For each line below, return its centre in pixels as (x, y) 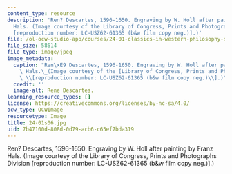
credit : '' (29, 84)
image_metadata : (30, 59)
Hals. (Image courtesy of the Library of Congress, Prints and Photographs (112, 156)
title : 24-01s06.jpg (37, 123)
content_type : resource (41, 13)
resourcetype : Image (37, 116)
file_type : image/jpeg (40, 52)
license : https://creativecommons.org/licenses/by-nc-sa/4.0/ (98, 104)
